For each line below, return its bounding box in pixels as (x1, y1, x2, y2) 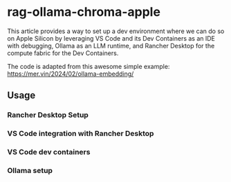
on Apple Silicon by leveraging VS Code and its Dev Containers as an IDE (7, 34, 216, 42)
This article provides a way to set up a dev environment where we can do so (7, 27, 225, 35)
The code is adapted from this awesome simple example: (7, 62, 170, 70)
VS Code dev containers (7, 148, 91, 157)
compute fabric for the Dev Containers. (7, 49, 119, 57)
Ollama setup (7, 166, 53, 176)
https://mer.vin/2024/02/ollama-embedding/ (7, 70, 134, 78)
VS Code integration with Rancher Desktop (7, 129, 154, 139)
